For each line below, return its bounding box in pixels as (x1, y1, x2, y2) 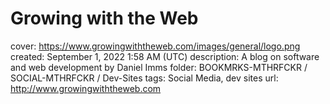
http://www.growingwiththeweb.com (10, 82, 162, 94)
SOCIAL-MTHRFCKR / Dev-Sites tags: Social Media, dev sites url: (10, 72, 279, 84)
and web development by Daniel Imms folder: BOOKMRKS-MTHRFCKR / (10, 61, 308, 73)
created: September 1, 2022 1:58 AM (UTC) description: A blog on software (10, 50, 320, 62)
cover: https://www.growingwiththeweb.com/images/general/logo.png (10, 40, 301, 52)
